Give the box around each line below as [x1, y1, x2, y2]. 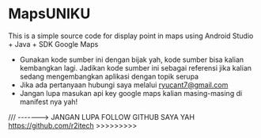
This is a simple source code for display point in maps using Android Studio [8, 31, 254, 40]
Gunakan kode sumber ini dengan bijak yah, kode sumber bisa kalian [19, 55, 244, 64]
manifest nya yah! [19, 97, 78, 106]
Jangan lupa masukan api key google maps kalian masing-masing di [19, 88, 243, 98]
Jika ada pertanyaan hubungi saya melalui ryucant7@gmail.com [19, 80, 229, 90]
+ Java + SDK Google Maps [8, 39, 99, 48]
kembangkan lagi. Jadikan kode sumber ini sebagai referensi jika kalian [19, 63, 252, 72]
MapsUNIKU [8, 5, 91, 23]
